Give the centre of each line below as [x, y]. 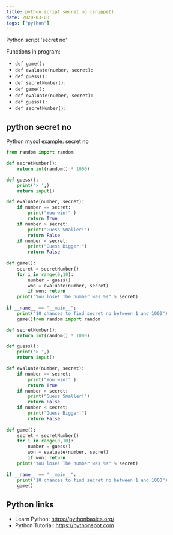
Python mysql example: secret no [47, 141]
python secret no [39, 127]
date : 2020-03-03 [28, 17]
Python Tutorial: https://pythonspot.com [64, 525]
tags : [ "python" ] [28, 23]
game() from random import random [59, 319]
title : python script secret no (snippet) [60, 12]
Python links [30, 505]
